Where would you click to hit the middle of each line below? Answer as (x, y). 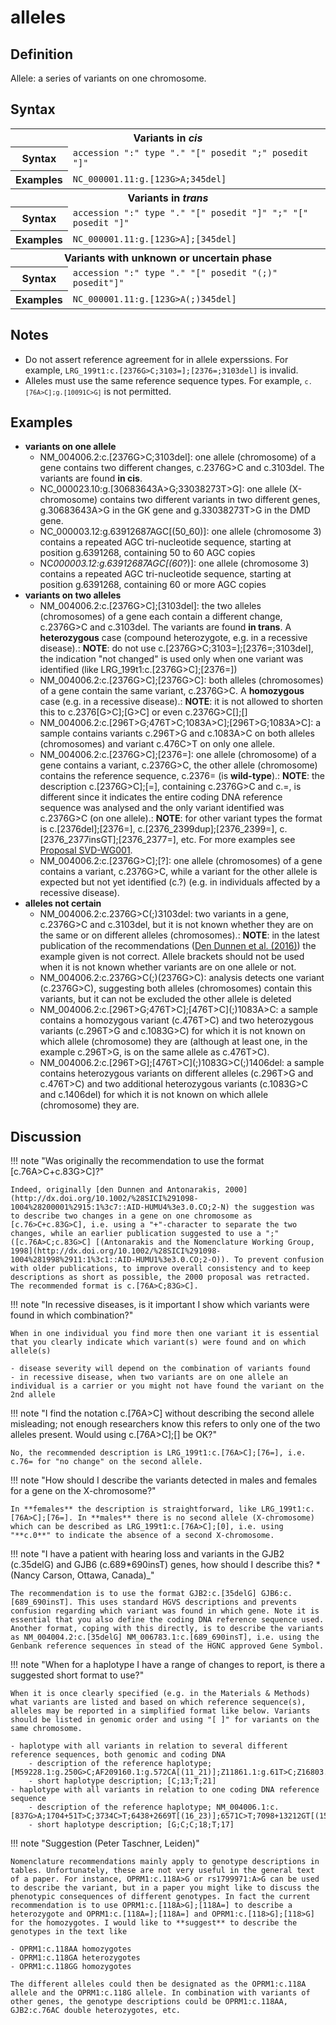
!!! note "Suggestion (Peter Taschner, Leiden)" (105, 1843)
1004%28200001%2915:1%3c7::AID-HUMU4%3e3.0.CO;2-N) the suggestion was (162, 1207)
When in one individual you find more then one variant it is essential (165, 1334)
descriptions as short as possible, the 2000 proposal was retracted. (160, 1277)
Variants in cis (168, 138)
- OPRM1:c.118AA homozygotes (71, 1949)
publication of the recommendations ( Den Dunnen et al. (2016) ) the (178, 946)
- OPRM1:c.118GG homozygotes (71, 1967)
